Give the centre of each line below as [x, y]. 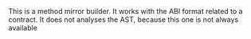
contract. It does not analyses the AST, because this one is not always [124, 19]
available [23, 28]
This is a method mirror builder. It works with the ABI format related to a [125, 11]
